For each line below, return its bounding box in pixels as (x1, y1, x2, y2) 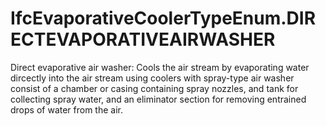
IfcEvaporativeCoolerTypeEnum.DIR (10, 7, 317, 30)
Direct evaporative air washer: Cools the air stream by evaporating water (10, 61, 310, 73)
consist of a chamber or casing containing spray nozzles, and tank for (10, 82, 299, 94)
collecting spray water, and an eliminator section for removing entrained (10, 93, 307, 105)
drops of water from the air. (10, 103, 124, 116)
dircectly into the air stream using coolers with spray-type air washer (10, 72, 295, 84)
